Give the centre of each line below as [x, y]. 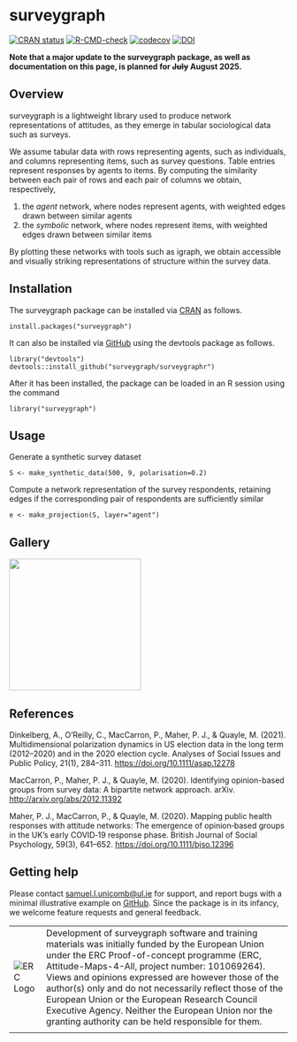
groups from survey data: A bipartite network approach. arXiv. [122, 789]
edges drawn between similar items [87, 234]
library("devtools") [47, 359]
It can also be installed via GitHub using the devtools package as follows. [142, 342]
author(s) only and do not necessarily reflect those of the [164, 988]
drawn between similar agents [77, 215]
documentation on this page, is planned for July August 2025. [126, 66]
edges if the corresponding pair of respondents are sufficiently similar [137, 499]
